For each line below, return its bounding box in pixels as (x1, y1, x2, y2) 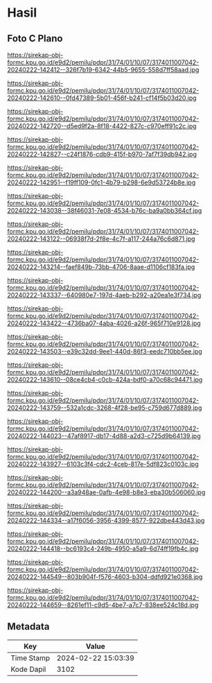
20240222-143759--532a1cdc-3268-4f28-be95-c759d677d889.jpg (7, 404, 202, 412)
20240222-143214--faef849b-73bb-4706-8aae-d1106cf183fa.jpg (7, 263, 195, 271)
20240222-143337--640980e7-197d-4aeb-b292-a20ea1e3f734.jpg (7, 291, 202, 299)
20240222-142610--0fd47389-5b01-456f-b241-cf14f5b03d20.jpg (7, 94, 197, 102)
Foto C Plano (7, 33, 63, 44)
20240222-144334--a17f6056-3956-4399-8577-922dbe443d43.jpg (7, 517, 205, 524)
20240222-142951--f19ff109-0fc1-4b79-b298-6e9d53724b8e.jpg (7, 178, 196, 187)
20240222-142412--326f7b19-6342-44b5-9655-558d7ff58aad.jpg (7, 66, 200, 74)
